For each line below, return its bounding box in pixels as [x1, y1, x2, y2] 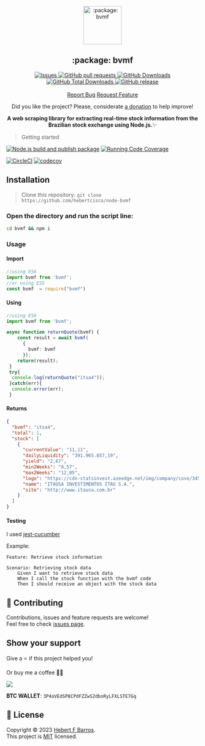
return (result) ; [17, 358, 59, 364]
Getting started [21, 133, 60, 141]
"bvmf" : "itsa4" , [12, 424, 56, 430]
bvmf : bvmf [28, 346, 56, 352]
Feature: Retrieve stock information [6, 554, 103, 561]
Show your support [6, 638, 81, 648]
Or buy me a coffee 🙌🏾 [6, 668, 64, 676]
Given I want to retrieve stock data [17, 571, 113, 577]
